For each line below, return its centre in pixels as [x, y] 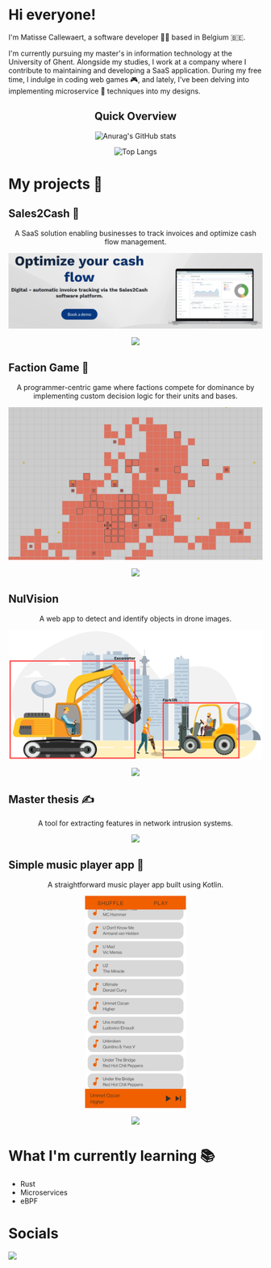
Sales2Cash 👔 [44, 214]
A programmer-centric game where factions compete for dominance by [135, 387]
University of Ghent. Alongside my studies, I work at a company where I [127, 61]
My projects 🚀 [56, 184]
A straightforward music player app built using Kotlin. [135, 884]
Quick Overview [135, 116]
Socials [33, 1234]
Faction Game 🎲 [49, 368]
